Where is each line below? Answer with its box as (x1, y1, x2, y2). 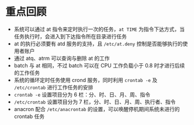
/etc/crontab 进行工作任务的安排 (13, 84, 93, 91)
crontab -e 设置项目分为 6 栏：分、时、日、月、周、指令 (13, 91, 150, 98)
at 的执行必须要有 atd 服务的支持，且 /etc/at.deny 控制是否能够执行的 (13, 40, 183, 47)
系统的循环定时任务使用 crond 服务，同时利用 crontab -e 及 (13, 76, 158, 83)
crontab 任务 (13, 113, 45, 120)
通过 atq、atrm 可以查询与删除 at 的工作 (13, 55, 110, 62)
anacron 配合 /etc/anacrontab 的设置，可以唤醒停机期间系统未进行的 (13, 105, 180, 112)
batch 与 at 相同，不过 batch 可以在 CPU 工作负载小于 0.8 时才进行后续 (13, 62, 185, 69)
